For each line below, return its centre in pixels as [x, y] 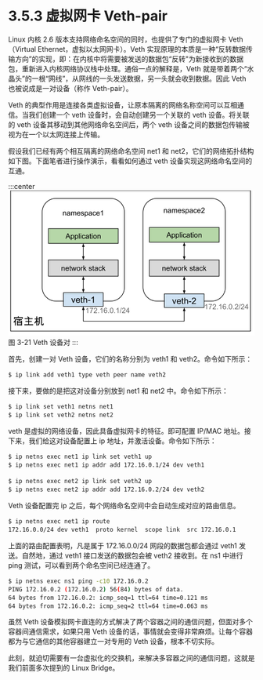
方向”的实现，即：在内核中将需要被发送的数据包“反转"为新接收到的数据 [129, 59]
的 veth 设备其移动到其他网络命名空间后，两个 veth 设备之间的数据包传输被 [129, 124]
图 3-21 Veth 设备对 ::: [43, 343]
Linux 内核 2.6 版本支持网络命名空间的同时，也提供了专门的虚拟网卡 [117, 39]
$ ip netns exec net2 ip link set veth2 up [80, 482]
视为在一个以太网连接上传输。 [56, 134]
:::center [22, 186]
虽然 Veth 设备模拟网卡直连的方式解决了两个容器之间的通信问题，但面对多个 [130, 622]
